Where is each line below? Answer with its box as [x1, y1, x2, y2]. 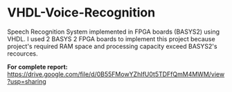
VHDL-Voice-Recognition [7, 5, 156, 21]
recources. [7, 49, 38, 58]
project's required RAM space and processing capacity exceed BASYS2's [7, 42, 217, 50]
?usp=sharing [7, 77, 46, 85]
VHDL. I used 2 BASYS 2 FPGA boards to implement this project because [7, 34, 216, 43]
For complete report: [7, 62, 68, 71]
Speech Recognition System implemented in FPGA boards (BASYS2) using [7, 27, 220, 36]
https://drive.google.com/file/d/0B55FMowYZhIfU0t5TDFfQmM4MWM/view [7, 70, 225, 78]
